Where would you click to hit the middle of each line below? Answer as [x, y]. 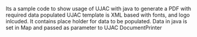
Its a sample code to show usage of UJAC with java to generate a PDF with [98, 9]
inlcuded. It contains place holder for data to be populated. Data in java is [96, 21]
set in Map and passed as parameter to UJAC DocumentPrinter [84, 27]
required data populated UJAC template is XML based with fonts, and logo [98, 15]
